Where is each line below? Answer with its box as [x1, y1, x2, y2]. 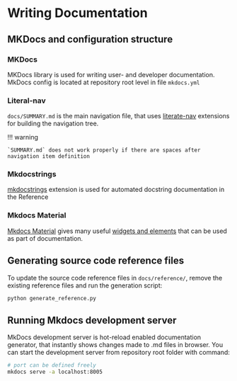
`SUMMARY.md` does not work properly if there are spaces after [7, 147, 201, 154]
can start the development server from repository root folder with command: [7, 348, 230, 357]
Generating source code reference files [7, 255, 185, 267]
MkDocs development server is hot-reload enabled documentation [7, 333, 202, 341]
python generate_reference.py [7, 295, 97, 302]
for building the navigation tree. [7, 119, 99, 128]
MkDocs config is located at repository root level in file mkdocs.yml [7, 78, 200, 86]
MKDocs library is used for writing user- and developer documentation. [7, 70, 215, 79]
